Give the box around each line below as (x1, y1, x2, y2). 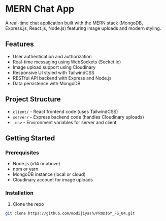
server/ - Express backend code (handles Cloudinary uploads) (12, 114, 145, 120)
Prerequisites (5, 149, 39, 156)
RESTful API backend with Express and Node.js (12, 75, 112, 81)
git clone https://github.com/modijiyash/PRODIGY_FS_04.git (5, 211, 136, 216)
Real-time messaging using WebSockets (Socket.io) (12, 59, 121, 65)
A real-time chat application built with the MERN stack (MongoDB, (5, 20, 143, 26)
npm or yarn (12, 166, 39, 172)
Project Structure (5, 95, 61, 104)
